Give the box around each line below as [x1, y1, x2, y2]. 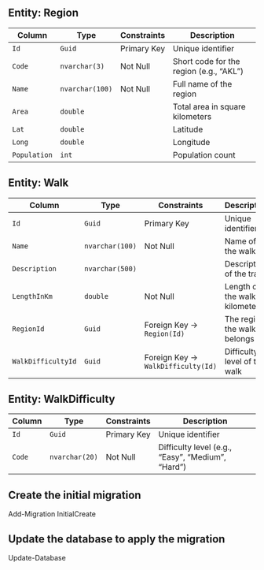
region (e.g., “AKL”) [172, 65, 244, 76]
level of [224, 356, 252, 367]
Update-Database [8, 553, 67, 563]
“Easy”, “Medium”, [158, 452, 226, 463]
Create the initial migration [8, 488, 141, 501]
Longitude [172, 136, 211, 147]
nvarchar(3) [60, 61, 104, 70]
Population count [172, 149, 236, 160]
